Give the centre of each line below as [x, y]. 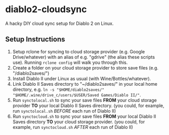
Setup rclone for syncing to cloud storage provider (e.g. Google [79, 51]
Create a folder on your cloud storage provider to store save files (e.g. [85, 68]
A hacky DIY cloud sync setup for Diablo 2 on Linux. [59, 23]
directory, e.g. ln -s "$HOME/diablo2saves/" [58, 89]
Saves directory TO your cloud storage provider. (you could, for [79, 122]
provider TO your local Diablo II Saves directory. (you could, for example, [88, 106]
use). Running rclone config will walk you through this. [70, 62]
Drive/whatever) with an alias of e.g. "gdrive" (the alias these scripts [84, 57]
